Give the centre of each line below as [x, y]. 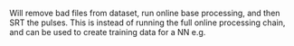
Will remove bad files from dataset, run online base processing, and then [145, 13]
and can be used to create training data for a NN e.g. [108, 32]
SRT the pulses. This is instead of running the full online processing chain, [147, 23]
